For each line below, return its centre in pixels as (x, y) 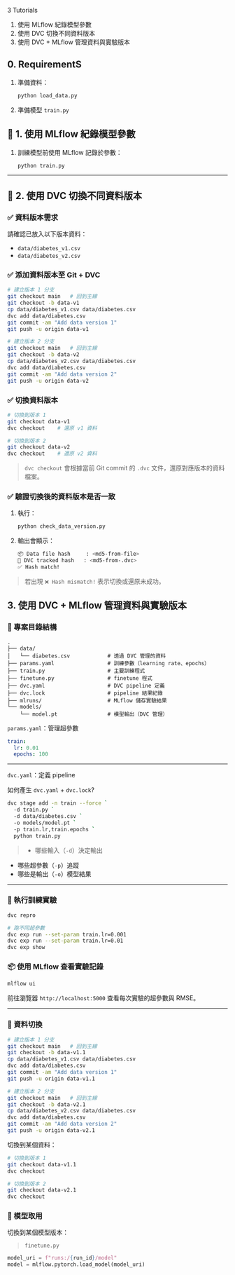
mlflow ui (22, 984)
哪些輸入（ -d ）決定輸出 (69, 850)
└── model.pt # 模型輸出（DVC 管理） (94, 714)
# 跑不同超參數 (26, 928)
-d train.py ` (34, 810)
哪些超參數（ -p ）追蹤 (48, 865)
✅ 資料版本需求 (33, 217)
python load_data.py (47, 95)
